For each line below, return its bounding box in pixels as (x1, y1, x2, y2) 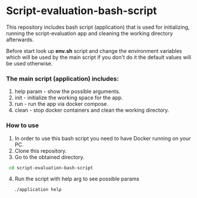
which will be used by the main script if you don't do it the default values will (6, 53, 191, 61)
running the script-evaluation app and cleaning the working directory (6, 29, 173, 36)
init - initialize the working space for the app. (14, 94, 123, 101)
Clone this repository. (14, 147, 67, 154)
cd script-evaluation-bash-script (8, 165, 94, 171)
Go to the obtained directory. (14, 153, 85, 160)
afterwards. (6, 36, 34, 43)
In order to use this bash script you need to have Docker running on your (14, 135, 191, 142)
